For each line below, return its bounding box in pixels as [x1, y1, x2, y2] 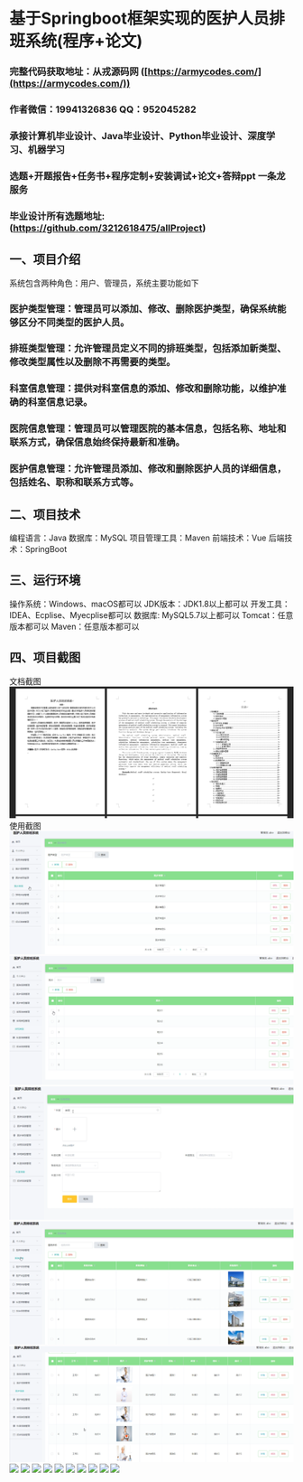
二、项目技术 [9, 507, 81, 522]
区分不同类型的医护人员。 [18, 315, 130, 328]
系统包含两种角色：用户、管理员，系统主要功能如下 [9, 277, 199, 288]
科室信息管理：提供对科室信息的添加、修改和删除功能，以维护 [9, 382, 278, 395]
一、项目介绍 [9, 252, 81, 267]
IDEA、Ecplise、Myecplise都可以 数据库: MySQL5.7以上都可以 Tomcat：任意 [9, 609, 294, 620]
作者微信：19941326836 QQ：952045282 [9, 103, 197, 116]
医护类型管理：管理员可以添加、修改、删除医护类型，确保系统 [9, 302, 278, 314]
